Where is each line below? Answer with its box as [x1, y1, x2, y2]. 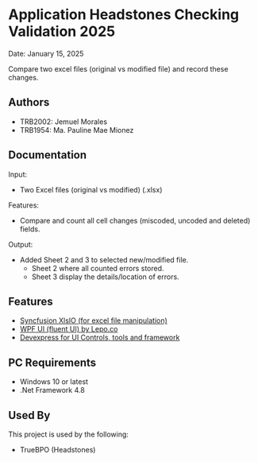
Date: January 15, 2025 [8, 49, 84, 58]
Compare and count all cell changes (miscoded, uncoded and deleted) [19, 215, 251, 225]
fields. [19, 224, 40, 234]
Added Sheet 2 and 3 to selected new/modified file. [19, 254, 189, 264]
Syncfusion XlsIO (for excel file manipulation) [19, 316, 168, 325]
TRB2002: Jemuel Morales [19, 117, 108, 126]
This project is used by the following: [8, 429, 129, 439]
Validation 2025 [8, 22, 116, 41]
